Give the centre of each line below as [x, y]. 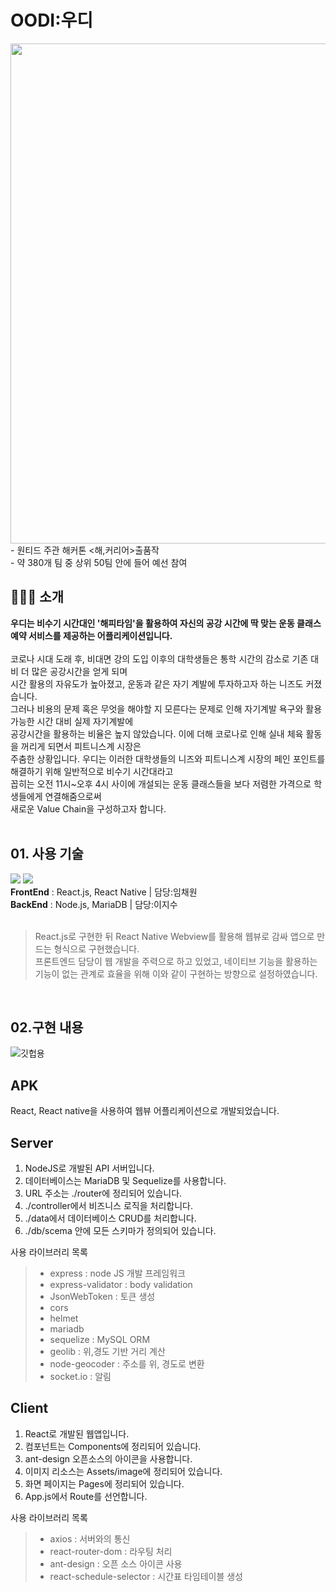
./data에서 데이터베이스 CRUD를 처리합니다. [110, 1218]
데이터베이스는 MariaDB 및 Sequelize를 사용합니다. [125, 1180]
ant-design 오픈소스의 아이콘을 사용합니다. [108, 1458]
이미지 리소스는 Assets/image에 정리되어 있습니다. [123, 1471]
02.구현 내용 [47, 1027]
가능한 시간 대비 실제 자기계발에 [72, 721]
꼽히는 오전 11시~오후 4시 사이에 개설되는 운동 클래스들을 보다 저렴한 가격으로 [161, 783]
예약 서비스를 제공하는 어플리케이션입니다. [91, 635]
